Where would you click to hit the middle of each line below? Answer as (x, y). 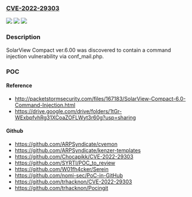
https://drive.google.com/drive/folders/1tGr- (68, 111)
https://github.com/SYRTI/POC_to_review (65, 163)
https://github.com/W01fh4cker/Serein (61, 169)
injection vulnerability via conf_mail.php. (55, 56)
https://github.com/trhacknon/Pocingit (61, 188)
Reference (19, 86)
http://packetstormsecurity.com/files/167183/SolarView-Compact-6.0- (100, 98)
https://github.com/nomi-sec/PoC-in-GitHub (69, 175)
